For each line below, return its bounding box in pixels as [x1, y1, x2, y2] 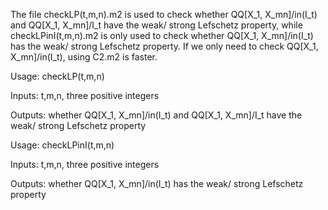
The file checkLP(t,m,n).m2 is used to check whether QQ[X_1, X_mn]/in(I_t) [10, 9, 318, 20]
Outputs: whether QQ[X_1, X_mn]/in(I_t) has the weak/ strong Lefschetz [10, 178, 304, 189]
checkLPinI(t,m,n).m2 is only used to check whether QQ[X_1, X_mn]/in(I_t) [10, 30, 314, 41]
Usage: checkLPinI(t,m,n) [10, 139, 115, 151]
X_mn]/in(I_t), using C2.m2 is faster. [10, 51, 158, 63]
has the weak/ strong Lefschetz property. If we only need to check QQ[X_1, [10, 40, 319, 52]
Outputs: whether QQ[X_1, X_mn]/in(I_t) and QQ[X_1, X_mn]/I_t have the [10, 109, 303, 121]
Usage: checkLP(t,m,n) [10, 70, 105, 82]
